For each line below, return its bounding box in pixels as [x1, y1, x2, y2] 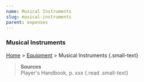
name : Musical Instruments [6, 8, 72, 15]
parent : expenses [6, 19, 48, 25]
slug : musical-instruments [6, 14, 72, 20]
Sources [20, 63, 42, 70]
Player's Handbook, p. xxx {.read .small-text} [20, 69, 129, 76]
